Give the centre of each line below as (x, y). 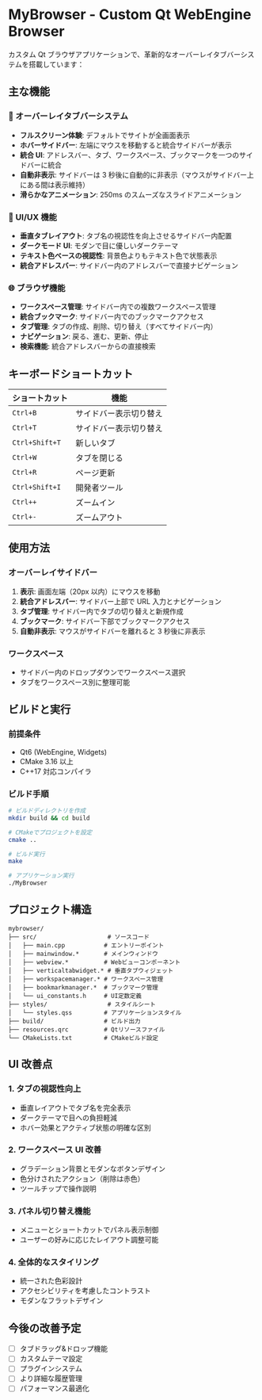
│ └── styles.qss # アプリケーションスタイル (95, 1012)
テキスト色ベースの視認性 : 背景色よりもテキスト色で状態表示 (118, 255)
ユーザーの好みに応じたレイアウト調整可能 (89, 1240)
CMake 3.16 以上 (46, 761)
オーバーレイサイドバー (53, 572)
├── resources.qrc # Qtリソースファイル (87, 1029)
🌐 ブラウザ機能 (37, 288)
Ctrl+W (25, 458)
